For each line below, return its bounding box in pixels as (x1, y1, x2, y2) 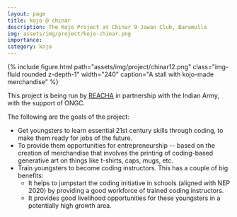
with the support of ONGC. (7, 99, 86, 107)
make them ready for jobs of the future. (17, 134, 133, 142)
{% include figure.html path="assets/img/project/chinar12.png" (7, 63, 192, 71)
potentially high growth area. (28, 201, 112, 209)
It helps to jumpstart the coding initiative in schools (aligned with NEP (28, 179, 231, 187)
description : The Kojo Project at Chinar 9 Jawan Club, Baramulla (7, 23, 207, 30)
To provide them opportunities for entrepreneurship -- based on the (17, 141, 216, 149)
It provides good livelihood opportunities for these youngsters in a (28, 194, 221, 202)
